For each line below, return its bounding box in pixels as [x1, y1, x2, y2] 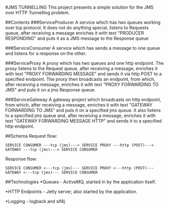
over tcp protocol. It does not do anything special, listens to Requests [5, 25, 149, 31]
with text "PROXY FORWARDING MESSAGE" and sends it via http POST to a [5, 71, 162, 77]
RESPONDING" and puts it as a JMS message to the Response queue [5, 35, 149, 41]
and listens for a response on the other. [5, 50, 87, 56]
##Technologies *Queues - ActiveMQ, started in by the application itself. [5, 179, 156, 185]
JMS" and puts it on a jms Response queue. [5, 87, 96, 92]
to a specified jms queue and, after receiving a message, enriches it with [5, 113, 156, 119]
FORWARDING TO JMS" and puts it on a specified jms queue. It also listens [5, 108, 161, 113]
